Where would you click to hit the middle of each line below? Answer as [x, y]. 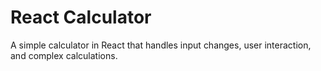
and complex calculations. [64, 55]
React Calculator [81, 17]
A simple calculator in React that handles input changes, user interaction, [161, 45]
